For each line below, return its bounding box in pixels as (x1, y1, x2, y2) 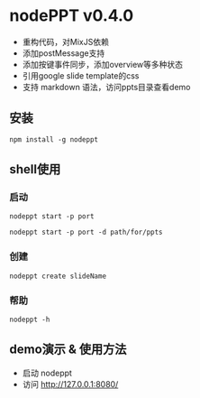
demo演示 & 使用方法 (9, 342, 127, 357)
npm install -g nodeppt (9, 134, 99, 144)
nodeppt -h (9, 315, 50, 325)
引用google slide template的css (22, 69, 140, 81)
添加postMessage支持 (22, 47, 105, 59)
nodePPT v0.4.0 (9, 5, 134, 26)
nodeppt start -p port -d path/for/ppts (9, 227, 164, 237)
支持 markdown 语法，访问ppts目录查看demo (22, 81, 191, 92)
